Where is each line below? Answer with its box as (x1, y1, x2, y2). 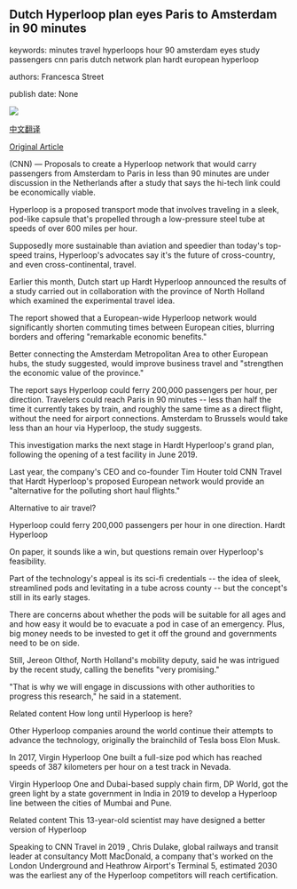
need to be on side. (9, 637, 80, 648)
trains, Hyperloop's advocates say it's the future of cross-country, (34, 249, 276, 260)
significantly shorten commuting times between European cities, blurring (9, 322, 275, 332)
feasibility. (9, 556, 47, 566)
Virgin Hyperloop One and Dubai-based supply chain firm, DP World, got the (9, 778, 289, 789)
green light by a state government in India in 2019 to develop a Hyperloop (9, 788, 277, 798)
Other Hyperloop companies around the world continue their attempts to (9, 725, 274, 736)
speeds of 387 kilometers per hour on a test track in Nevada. (9, 761, 231, 772)
